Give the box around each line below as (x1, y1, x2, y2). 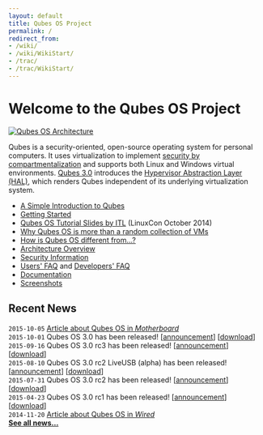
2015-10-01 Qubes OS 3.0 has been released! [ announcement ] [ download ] (8, 331, 257, 341)
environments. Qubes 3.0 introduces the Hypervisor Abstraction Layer (8, 168, 243, 177)
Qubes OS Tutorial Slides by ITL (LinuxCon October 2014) (19, 218, 213, 228)
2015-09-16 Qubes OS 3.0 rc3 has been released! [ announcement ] (8, 340, 229, 350)
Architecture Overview (19, 244, 95, 254)
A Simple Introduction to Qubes (19, 200, 125, 211)
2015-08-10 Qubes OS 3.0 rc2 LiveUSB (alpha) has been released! (8, 357, 227, 367)
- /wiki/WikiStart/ (8, 49, 74, 58)
